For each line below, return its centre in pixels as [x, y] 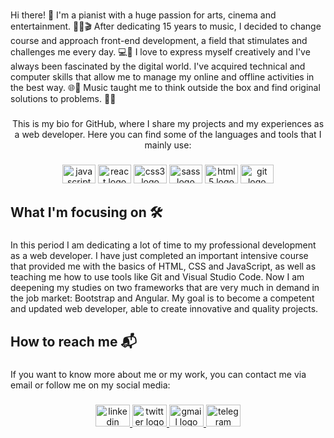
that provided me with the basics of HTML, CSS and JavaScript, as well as [163, 266]
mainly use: [168, 145]
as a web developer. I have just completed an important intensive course [159, 256]
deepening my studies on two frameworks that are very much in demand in [165, 288]
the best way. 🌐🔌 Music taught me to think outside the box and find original [165, 88]
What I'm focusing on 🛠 [86, 212]
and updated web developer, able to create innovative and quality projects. [164, 309]
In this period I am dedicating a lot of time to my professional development [163, 245]
